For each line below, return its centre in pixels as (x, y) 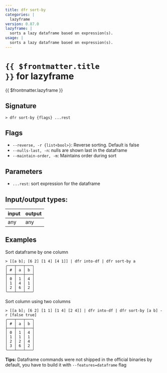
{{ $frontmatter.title (52, 66)
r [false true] (21, 315)
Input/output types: (37, 199)
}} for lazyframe (40, 76)
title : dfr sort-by (26, 10)
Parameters (24, 171)
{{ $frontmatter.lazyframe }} (34, 90)
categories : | (20, 15)
